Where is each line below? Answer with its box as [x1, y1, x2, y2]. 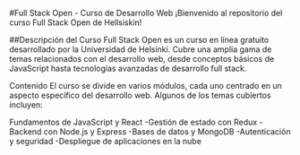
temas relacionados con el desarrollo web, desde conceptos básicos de [9, 54, 275, 64]
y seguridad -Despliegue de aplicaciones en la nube [9, 136, 201, 146]
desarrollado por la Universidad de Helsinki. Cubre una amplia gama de [9, 44, 272, 55]
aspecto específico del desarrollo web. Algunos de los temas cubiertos [9, 90, 271, 100]
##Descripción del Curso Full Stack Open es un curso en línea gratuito [9, 35, 270, 45]
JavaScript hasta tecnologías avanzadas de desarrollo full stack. [9, 63, 247, 73]
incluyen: [9, 99, 43, 110]
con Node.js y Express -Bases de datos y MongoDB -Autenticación [43, 126, 291, 137]
